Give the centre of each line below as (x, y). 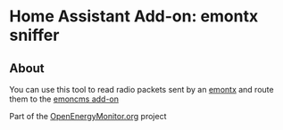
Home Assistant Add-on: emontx (134, 16)
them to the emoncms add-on (64, 99)
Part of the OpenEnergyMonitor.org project (88, 116)
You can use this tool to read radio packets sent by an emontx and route (141, 89)
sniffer (34, 35)
